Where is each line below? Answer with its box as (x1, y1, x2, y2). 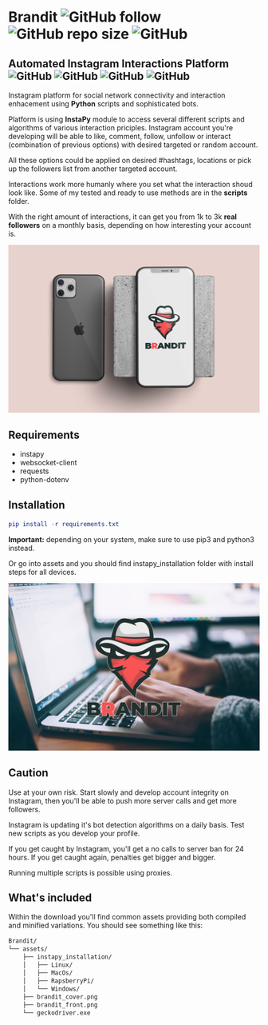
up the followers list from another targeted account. (8, 164, 178, 173)
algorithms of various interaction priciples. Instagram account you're (8, 123, 234, 132)
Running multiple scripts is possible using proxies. (8, 867, 173, 877)
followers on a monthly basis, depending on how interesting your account (8, 221, 251, 229)
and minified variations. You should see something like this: (8, 920, 203, 931)
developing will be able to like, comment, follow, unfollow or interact (8, 132, 231, 141)
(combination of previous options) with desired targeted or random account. (8, 140, 258, 150)
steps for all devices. (8, 568, 77, 577)
